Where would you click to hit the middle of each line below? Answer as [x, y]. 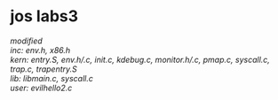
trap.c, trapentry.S [44, 69]
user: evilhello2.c [41, 88]
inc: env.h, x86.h [40, 50]
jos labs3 [44, 16]
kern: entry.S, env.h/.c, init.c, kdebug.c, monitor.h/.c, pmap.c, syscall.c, [140, 59]
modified [26, 41]
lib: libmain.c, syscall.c [52, 78]
